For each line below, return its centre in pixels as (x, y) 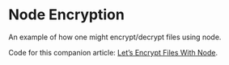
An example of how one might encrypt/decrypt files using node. (115, 37)
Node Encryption (67, 15)
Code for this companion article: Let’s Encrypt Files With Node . (113, 52)
